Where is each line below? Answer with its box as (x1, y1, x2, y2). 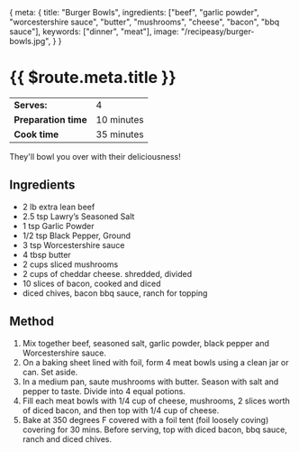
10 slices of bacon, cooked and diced (22, 278, 161, 289)
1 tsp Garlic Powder (22, 220, 95, 231)
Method (9, 314, 55, 329)
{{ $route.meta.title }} (9, 68, 177, 88)
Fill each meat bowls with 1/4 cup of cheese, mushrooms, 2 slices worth (22, 395, 290, 406)
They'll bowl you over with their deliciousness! (9, 151, 182, 161)
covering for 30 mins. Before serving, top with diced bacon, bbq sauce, (22, 424, 288, 435)
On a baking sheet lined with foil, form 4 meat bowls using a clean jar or (22, 356, 289, 367)
